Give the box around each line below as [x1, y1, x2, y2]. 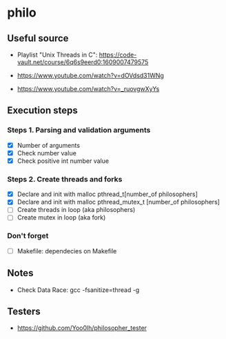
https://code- [99, 50, 137, 59]
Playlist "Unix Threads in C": [17, 50, 98, 59]
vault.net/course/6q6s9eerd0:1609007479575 [17, 58, 149, 66]
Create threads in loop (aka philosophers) [17, 206, 136, 214]
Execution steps [7, 105, 78, 117]
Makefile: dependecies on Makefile [17, 246, 117, 255]
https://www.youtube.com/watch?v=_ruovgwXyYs [17, 85, 160, 93]
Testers [7, 305, 41, 317]
